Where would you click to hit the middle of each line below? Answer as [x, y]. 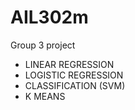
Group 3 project [43, 45]
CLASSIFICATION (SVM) [75, 85]
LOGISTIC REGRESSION [74, 75]
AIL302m [49, 17]
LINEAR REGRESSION [69, 64]
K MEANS [45, 96]
